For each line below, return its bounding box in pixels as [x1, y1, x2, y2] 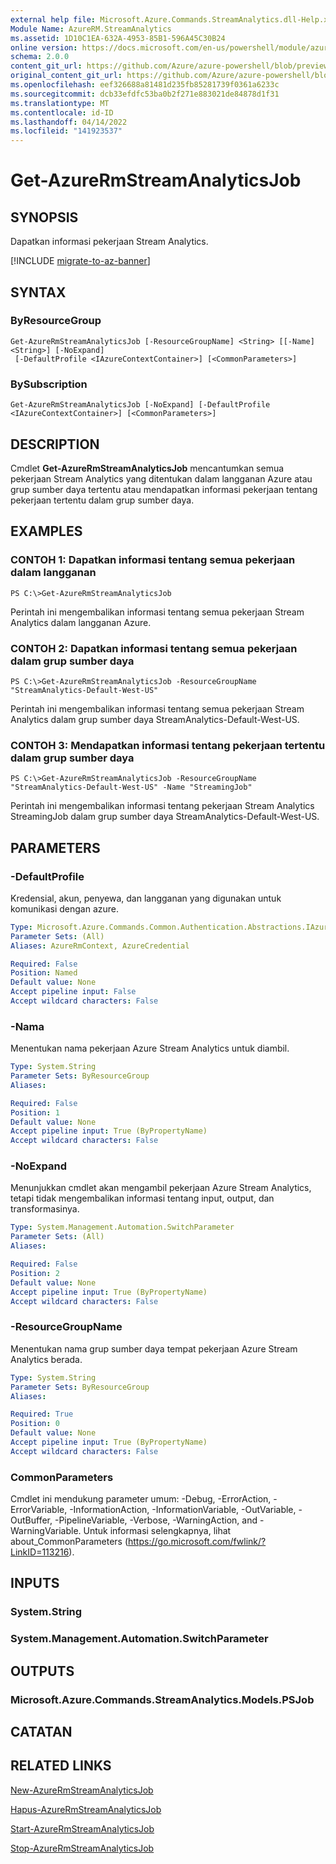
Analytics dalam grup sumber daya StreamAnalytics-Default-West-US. [10, 713, 300, 725]
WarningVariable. [10, 1525, 82, 1537]
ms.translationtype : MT [10, 98, 110, 108]
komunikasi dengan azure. [10, 902, 119, 915]
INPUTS [10, 1575, 60, 1592]
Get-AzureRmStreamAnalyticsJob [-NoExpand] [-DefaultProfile [10, 400, 271, 410]
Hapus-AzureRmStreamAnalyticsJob [10, 1803, 162, 1815]
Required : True [10, 1409, 74, 1420]
